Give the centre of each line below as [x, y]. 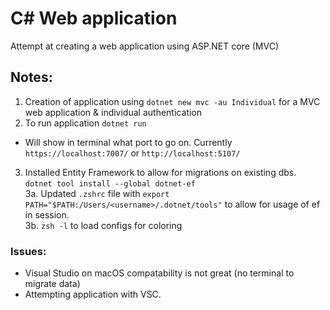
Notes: [31, 77]
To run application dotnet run [85, 123]
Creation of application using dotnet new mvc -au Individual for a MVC [172, 101]
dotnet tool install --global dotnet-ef [110, 183]
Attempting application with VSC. [93, 294]
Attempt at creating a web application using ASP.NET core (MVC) [145, 46]
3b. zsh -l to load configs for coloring [103, 225]
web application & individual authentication [113, 112]
